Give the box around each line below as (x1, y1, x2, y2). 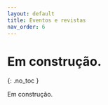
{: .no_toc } (7, 76, 39, 85)
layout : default (7, 10, 55, 17)
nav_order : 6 (7, 23, 46, 30)
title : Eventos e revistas (7, 17, 86, 24)
